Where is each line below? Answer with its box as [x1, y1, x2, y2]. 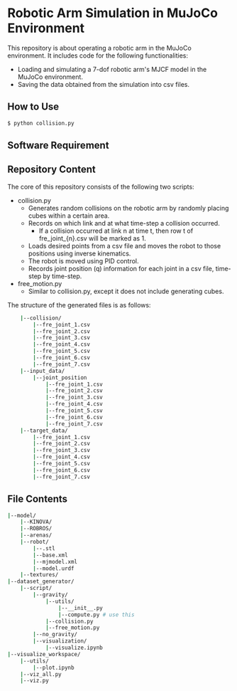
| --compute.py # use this [57, 611, 135, 618]
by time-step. [43, 272, 82, 280]
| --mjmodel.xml [33, 558, 78, 565]
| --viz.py [20, 677, 50, 685]
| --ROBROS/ [20, 525, 53, 532]
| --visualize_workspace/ [7, 650, 81, 658]
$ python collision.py [7, 120, 75, 127]
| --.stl [33, 544, 55, 552]
